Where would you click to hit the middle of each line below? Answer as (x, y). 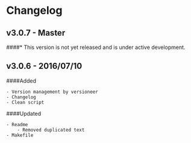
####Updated (24, 113)
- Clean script (25, 102)
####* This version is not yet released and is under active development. (96, 47)
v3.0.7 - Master (36, 33)
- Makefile (20, 135)
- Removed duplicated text (51, 130)
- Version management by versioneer (52, 92)
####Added (21, 81)
